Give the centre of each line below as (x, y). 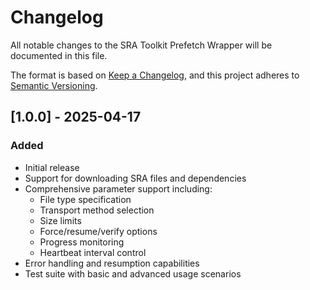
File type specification (85, 199)
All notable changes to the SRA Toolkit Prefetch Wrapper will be (141, 45)
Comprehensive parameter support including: (118, 188)
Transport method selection (97, 210)
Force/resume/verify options (98, 231)
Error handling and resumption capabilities (112, 263)
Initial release (52, 167)
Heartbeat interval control (93, 252)
